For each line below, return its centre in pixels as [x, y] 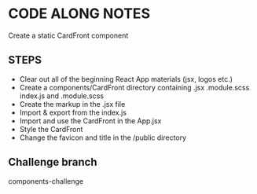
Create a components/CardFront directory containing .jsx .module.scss [134, 87]
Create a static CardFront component [68, 35]
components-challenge [46, 181]
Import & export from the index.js [73, 112]
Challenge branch [53, 162]
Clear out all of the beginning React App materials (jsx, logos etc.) [126, 79]
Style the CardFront [51, 129]
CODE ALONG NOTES [79, 14]
